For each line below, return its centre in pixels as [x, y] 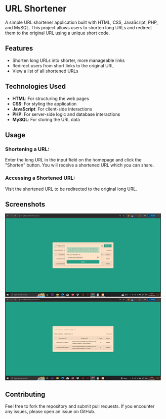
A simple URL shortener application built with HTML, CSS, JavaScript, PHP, [82, 22]
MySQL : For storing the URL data [46, 119]
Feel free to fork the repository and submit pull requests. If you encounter [80, 406]
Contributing [25, 394]
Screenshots [25, 204]
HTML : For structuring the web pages [51, 98]
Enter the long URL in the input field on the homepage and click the [73, 160]
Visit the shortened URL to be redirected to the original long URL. [71, 189]
